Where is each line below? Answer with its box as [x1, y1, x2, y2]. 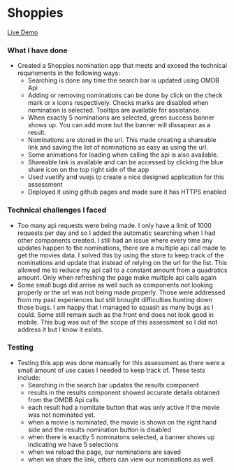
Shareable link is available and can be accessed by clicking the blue [27, 158, 224, 166]
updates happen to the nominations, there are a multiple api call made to [17, 243, 226, 252]
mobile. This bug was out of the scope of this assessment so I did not [17, 318, 218, 326]
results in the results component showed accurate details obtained [27, 388, 220, 397]
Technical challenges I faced [7, 205, 107, 215]
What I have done [7, 45, 68, 55]
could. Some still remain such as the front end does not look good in [17, 310, 214, 319]
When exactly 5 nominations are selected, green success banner [27, 113, 215, 122]
